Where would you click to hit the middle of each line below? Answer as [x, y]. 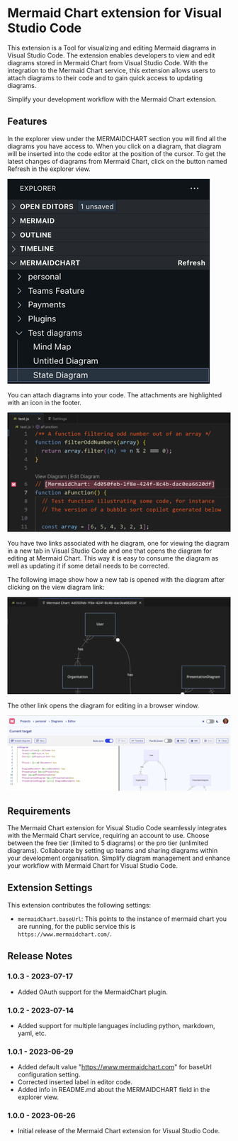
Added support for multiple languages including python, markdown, [116, 1025]
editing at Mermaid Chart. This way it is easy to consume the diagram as [113, 558]
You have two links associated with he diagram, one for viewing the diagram [118, 543]
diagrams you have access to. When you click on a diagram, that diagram [114, 146]
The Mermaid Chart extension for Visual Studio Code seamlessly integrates [117, 828]
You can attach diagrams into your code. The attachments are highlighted [115, 395]
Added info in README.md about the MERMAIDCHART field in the [114, 1090]
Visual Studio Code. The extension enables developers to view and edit [111, 55]
